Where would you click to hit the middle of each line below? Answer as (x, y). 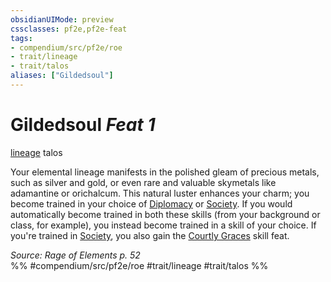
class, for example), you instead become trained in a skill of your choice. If (163, 225)
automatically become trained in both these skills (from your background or (165, 214)
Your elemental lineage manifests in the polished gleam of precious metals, (165, 172)
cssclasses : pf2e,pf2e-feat (69, 29)
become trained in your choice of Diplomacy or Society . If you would (151, 203)
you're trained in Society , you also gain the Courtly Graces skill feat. (150, 235)
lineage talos (36, 152)
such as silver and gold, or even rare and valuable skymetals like (143, 182)
